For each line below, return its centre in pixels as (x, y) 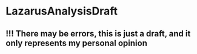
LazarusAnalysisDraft (62, 11)
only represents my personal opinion (77, 43)
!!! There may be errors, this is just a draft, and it (98, 34)
